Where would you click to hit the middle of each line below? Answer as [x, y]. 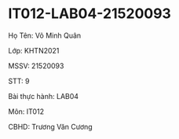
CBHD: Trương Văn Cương [50, 126]
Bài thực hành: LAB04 [44, 96]
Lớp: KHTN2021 [34, 50]
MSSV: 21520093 [36, 66]
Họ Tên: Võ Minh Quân [45, 35]
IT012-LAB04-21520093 [89, 14]
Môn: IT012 [26, 112]
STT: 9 [19, 81]
